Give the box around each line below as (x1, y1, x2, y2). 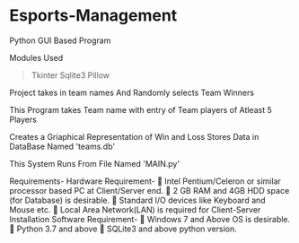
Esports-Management (9, 5, 178, 26)
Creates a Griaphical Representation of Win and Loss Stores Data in (9, 131, 259, 142)
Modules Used (9, 52, 64, 63)
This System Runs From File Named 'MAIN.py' (9, 158, 180, 169)
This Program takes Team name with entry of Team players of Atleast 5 (9, 104, 272, 115)
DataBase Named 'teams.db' (9, 141, 115, 152)
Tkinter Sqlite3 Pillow (31, 69, 110, 81)
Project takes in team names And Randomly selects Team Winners (9, 87, 254, 98)
